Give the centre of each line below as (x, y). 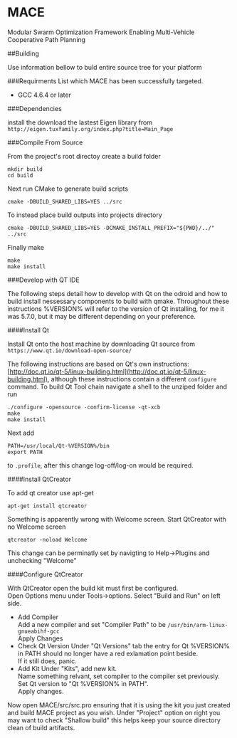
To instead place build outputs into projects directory (85, 215)
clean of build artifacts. (41, 727)
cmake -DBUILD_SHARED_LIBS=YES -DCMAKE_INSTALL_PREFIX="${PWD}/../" (111, 228)
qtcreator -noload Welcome (47, 539)
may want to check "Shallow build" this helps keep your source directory (114, 720)
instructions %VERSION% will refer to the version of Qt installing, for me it (116, 309)
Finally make (26, 247)
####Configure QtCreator (45, 574)
